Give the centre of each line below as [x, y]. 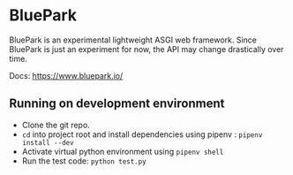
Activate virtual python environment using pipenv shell [123, 151]
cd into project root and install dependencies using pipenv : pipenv [142, 134]
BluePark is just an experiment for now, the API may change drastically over [146, 49]
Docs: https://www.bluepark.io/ [66, 75]
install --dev [48, 142]
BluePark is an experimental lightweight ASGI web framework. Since [133, 40]
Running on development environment [117, 104]
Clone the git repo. [56, 125]
